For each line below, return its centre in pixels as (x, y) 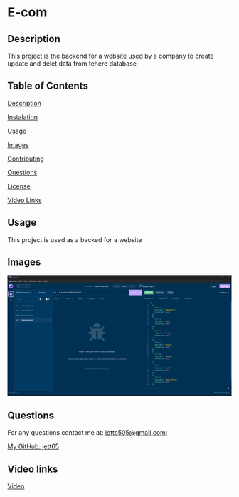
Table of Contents (48, 86)
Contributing (26, 159)
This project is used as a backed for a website (75, 239)
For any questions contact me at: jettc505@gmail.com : (87, 433)
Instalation (22, 117)
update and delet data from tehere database (72, 64)
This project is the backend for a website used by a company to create (111, 56)
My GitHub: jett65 (33, 446)
